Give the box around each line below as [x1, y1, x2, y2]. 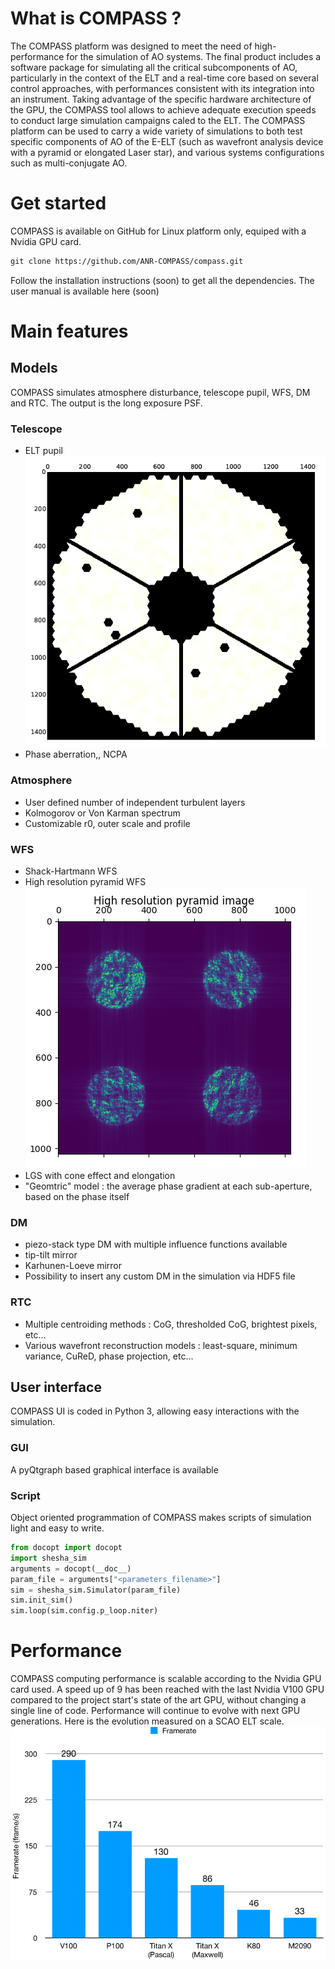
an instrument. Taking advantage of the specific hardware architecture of [10, 93, 312, 105]
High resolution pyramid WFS [24, 876, 147, 887]
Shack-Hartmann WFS [24, 865, 118, 877]
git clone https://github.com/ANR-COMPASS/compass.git [10, 256, 244, 266]
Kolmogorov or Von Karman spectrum [24, 807, 181, 819]
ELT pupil [24, 445, 63, 457]
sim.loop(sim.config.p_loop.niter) [10, 1606, 159, 1616]
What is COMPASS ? [10, 7, 182, 30]
